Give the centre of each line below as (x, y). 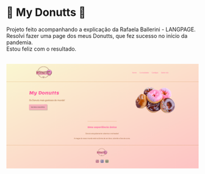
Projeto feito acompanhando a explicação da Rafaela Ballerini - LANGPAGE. (101, 29)
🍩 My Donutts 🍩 (46, 13)
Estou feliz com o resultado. (41, 49)
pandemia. (20, 42)
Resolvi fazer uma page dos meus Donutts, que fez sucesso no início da (97, 35)
